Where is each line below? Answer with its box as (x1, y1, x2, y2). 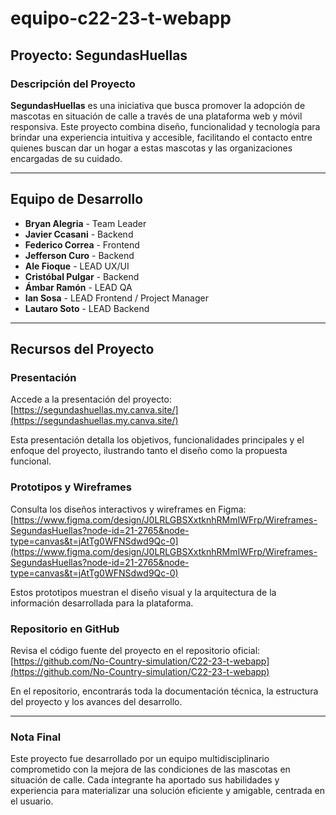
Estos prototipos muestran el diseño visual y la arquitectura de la (10, 586, 277, 598)
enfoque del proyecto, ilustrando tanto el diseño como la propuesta (10, 445, 288, 457)
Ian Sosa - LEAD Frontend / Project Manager (24, 292, 209, 304)
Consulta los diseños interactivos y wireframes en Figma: (10, 503, 247, 515)
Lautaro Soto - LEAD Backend (24, 302, 150, 314)
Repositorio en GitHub (10, 622, 120, 636)
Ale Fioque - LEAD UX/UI (24, 260, 130, 272)
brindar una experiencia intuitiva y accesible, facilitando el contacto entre (10, 131, 313, 143)
